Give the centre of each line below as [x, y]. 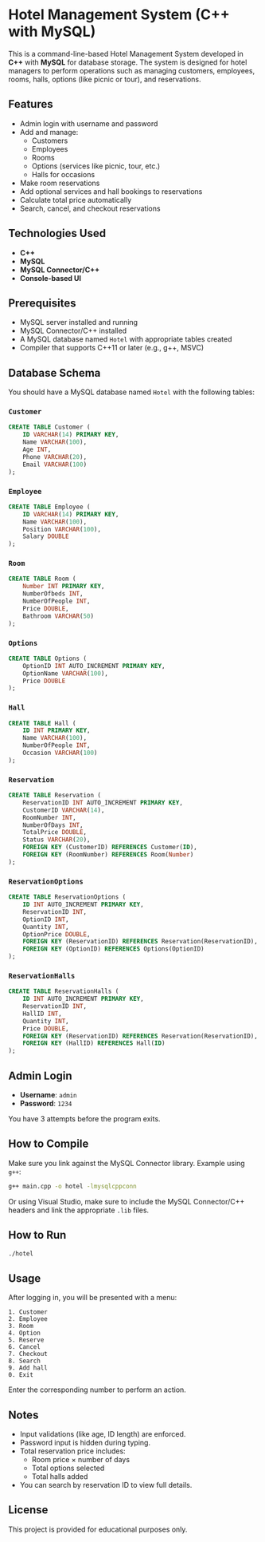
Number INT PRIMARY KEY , [64, 587]
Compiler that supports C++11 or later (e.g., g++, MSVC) [112, 348]
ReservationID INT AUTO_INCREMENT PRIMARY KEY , [103, 803]
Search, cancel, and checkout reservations [90, 208]
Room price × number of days [80, 1459]
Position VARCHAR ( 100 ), [62, 529]
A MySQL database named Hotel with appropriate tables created [126, 339]
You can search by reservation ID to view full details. [106, 1485]
